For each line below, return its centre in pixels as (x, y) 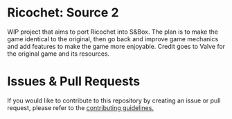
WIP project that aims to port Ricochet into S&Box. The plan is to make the (113, 32)
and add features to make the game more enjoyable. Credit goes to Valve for (116, 46)
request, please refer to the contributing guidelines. (81, 107)
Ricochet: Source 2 (63, 13)
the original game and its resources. (59, 54)
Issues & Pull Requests (74, 82)
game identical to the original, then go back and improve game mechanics (113, 39)
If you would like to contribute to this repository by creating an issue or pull (114, 100)
